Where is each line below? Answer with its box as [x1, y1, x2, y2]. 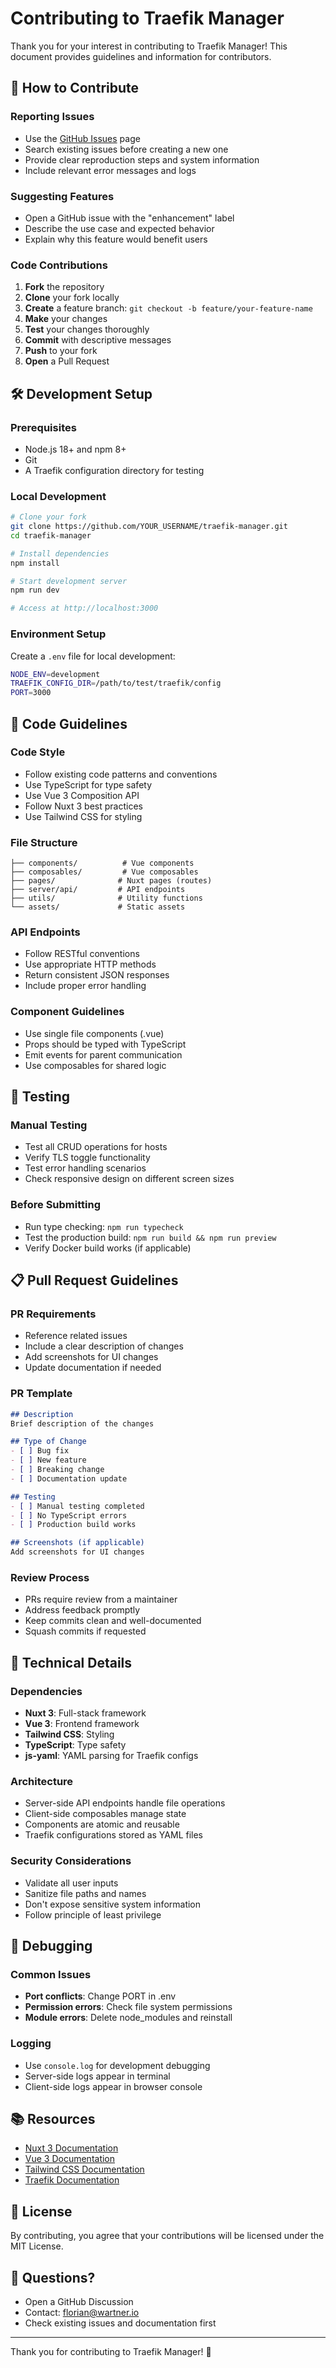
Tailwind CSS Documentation [24, 2163, 145, 2176]
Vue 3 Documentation [24, 2153, 116, 2165]
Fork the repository [24, 281, 105, 293]
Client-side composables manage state [24, 1808, 187, 1820]
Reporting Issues [10, 110, 95, 124]
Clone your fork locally [24, 292, 120, 304]
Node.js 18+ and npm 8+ [24, 443, 127, 455]
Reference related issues [24, 1330, 128, 1342]
